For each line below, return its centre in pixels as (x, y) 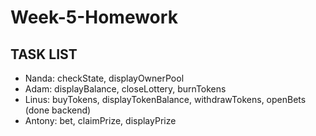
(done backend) (58, 110)
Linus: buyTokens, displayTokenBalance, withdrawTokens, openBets (165, 99)
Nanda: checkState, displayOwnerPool (104, 78)
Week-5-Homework (94, 17)
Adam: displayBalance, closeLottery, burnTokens (125, 89)
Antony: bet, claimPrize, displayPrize (100, 120)
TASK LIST (44, 54)
